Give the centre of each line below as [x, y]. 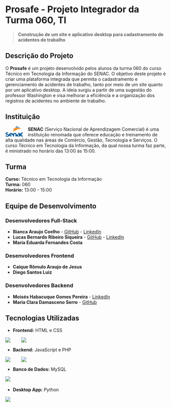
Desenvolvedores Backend [39, 285]
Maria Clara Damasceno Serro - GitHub [55, 302]
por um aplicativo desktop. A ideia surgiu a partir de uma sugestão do [79, 90]
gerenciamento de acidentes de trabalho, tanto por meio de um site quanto [84, 84]
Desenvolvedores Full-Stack [41, 221]
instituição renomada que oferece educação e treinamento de [93, 134]
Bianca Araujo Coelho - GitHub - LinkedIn [57, 232]
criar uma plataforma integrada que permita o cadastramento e [71, 79]
